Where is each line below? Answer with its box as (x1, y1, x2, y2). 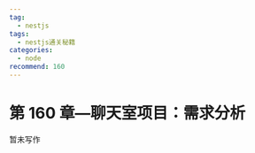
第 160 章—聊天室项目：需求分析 (9, 103, 246, 124)
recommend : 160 (9, 63, 66, 72)
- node (17, 54, 42, 63)
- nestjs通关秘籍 (17, 37, 76, 47)
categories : (9, 46, 53, 55)
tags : (9, 29, 29, 38)
